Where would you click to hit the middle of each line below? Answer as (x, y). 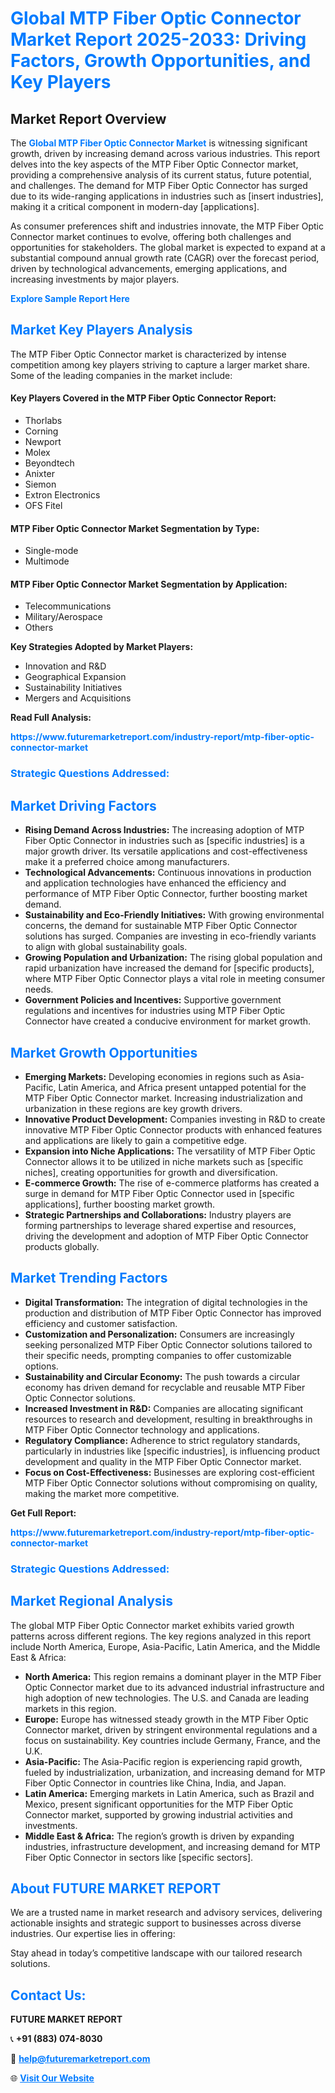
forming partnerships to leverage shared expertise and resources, (160, 1225)
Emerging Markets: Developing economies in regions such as (152, 1076)
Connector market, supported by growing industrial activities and (158, 1814)
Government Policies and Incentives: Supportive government (153, 1000)
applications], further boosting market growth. (120, 1204)
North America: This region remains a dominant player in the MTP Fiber (173, 1676)
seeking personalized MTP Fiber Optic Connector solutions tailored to (168, 1344)
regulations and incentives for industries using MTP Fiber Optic (155, 1011)
